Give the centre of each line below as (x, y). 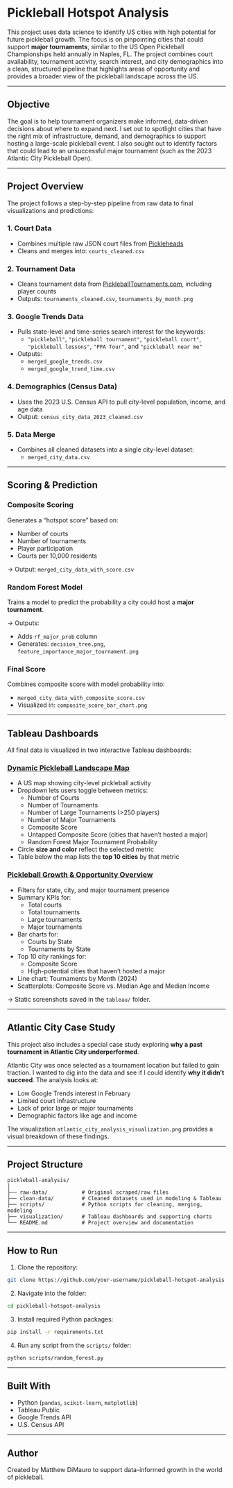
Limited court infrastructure (57, 1100)
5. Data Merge (31, 434)
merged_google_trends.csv (65, 362)
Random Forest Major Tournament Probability (93, 842)
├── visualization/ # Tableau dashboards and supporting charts (110, 1217)
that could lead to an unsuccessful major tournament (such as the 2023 (110, 151)
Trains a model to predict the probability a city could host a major (101, 602)
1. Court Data (29, 228)
